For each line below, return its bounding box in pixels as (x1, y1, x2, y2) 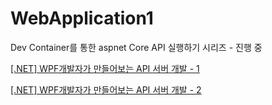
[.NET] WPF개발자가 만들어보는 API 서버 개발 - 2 (10, 83, 202, 96)
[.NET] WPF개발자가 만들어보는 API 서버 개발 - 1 (10, 62, 200, 74)
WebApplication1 (10, 7, 154, 30)
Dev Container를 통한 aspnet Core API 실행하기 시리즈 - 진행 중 (10, 41, 263, 53)
